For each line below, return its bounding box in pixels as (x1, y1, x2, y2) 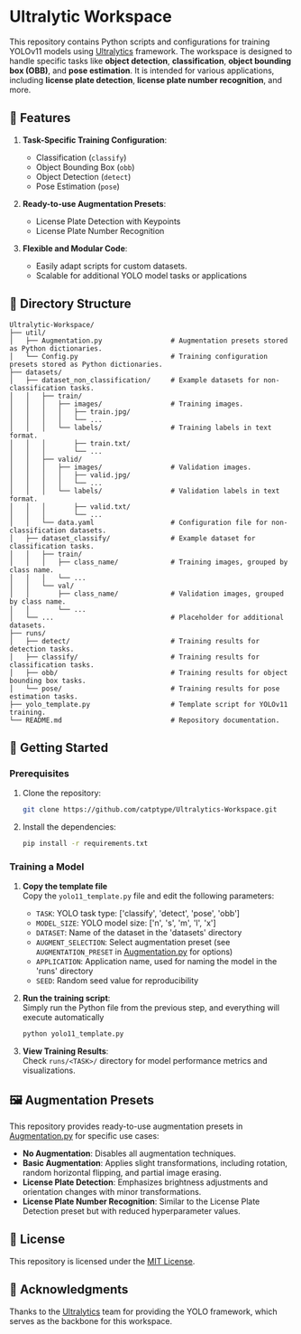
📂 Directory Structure (9, 296, 132, 312)
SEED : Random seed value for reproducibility (35, 975, 199, 986)
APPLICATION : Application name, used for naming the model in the (35, 956, 278, 967)
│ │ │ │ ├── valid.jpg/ (9, 470, 131, 480)
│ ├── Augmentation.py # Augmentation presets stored (9, 336, 288, 345)
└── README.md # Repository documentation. (9, 716, 280, 725)
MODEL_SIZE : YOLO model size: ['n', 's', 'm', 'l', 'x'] (35, 917, 216, 928)
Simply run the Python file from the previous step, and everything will (22, 1002, 280, 1013)
